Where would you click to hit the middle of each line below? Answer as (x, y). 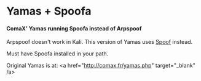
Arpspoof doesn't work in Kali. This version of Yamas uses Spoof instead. (100, 42)
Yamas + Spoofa (49, 11)
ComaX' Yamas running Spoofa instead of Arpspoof (74, 28)
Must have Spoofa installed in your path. (57, 54)
